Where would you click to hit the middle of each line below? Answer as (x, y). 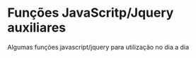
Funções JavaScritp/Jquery (91, 13)
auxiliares (37, 28)
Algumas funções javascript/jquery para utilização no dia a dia (98, 47)
